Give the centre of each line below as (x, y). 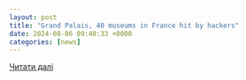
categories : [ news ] (45, 42)
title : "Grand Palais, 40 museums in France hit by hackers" (124, 25)
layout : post (33, 17)
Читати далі (31, 67)
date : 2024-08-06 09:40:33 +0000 (71, 33)
